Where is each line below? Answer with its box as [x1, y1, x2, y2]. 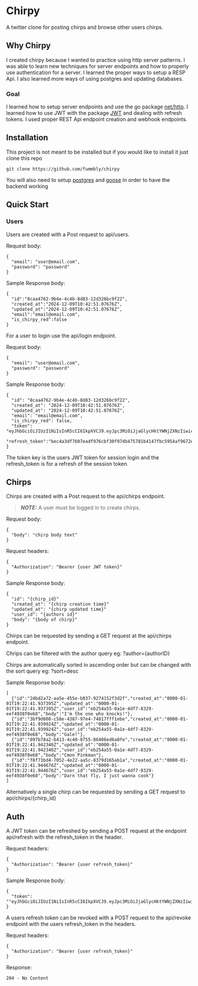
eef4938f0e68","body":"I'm [6, 711, 72, 717]
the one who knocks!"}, [74, 711, 133, 717]
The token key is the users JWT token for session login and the [6, 454, 159, 461]
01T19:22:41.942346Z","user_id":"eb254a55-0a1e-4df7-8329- [6, 747, 154, 753]
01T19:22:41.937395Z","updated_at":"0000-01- [6, 701, 120, 707]
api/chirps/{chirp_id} [6, 795, 57, 802]
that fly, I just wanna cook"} [77, 773, 154, 779]
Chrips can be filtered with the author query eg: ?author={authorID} [6, 650, 170, 657]
